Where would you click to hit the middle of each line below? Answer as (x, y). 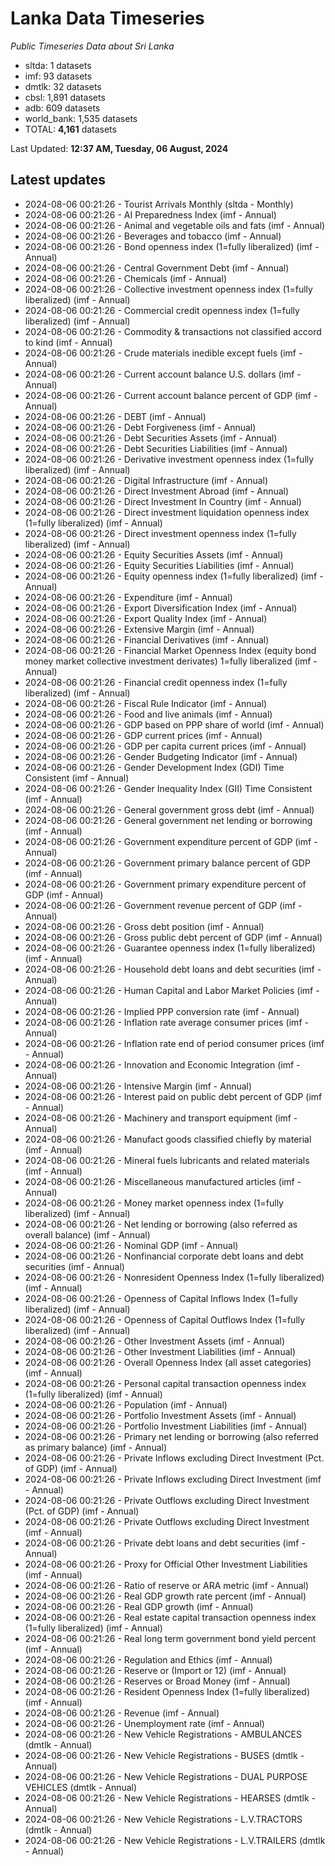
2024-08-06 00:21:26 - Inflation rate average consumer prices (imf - (166, 1022)
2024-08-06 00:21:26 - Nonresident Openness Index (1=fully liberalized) (174, 1277)
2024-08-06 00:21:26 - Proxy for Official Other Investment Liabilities (166, 1564)
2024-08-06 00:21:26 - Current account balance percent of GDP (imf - (171, 395)
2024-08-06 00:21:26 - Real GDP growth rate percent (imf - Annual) (165, 1596)
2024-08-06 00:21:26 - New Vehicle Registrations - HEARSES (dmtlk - (170, 1798)
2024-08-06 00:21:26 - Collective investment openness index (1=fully (168, 289)
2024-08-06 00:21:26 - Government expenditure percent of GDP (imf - (171, 841)
